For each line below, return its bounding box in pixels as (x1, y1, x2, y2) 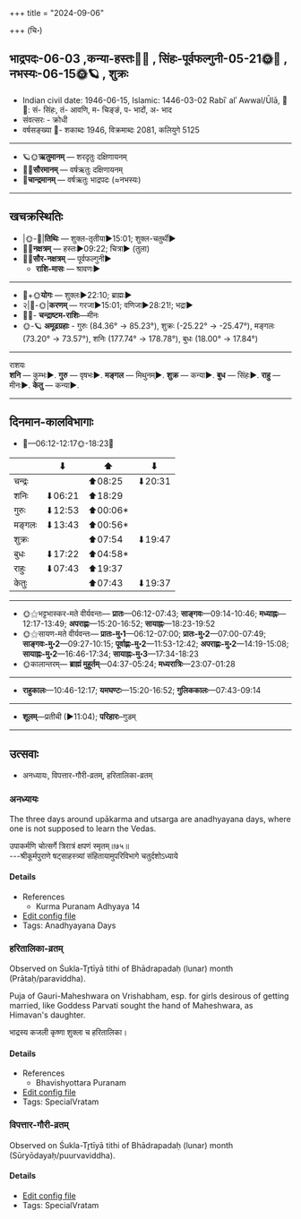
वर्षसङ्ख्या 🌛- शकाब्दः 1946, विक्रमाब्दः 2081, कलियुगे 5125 (21, 124, 200, 135)
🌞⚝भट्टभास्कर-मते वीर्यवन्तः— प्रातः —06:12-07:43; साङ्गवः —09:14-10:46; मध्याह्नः (21, 608, 279, 619)
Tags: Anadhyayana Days (21, 920, 116, 931)
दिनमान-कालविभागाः (9, 415, 94, 430)
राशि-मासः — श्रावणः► (35, 263, 101, 274)
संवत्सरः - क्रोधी (21, 114, 68, 124)
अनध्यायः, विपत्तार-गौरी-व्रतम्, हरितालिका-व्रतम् (21, 770, 153, 781)
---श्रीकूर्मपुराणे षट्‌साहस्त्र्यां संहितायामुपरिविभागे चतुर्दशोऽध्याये (9, 850, 179, 861)
